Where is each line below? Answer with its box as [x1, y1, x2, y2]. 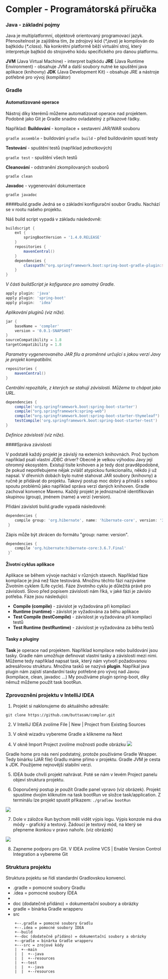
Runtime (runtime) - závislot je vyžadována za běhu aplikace [12, 609, 139, 615]
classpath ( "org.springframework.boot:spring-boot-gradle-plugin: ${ [23, 263, 167, 268]
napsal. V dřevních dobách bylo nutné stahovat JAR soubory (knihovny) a [5, 472, 157, 478]
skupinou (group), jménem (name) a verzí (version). [5, 494, 112, 500]
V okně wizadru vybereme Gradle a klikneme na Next [12, 731, 123, 737]
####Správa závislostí [5, 441, 52, 447]
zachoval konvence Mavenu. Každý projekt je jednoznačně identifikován [5, 488, 154, 494]
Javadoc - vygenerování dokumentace [5, 183, 86, 189]
